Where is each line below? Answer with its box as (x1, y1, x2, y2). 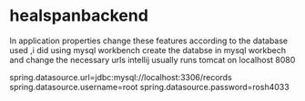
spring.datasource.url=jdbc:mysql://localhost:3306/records (9, 71, 232, 82)
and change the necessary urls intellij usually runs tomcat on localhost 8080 (9, 54, 296, 65)
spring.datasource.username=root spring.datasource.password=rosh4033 (9, 81, 290, 92)
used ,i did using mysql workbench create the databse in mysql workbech (9, 44, 287, 55)
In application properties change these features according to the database (9, 35, 289, 46)
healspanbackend (9, 5, 148, 26)
